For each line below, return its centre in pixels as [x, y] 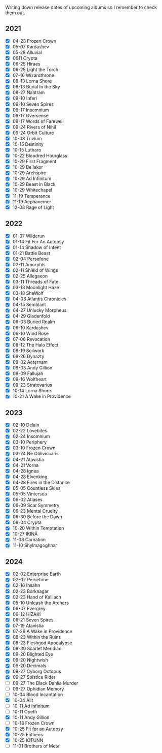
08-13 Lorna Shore [32, 81]
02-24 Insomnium [31, 436]
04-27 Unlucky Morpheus [39, 310]
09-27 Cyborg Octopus [37, 671]
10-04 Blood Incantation [38, 694]
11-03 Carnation [29, 540]
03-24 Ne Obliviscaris [36, 454]
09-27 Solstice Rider [34, 677]
